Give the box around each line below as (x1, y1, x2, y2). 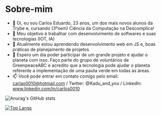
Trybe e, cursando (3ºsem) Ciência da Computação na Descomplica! (12, 25, 155, 31)
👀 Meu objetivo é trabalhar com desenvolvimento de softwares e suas (12, 30, 156, 36)
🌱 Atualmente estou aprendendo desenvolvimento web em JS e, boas (12, 41, 156, 47)
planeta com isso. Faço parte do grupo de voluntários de (12, 57, 129, 63)
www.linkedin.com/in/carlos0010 (12, 86, 80, 92)
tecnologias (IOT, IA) (12, 36, 55, 42)
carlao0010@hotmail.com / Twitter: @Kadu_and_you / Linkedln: (12, 80, 142, 86)
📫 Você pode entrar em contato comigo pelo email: (12, 73, 119, 79)
